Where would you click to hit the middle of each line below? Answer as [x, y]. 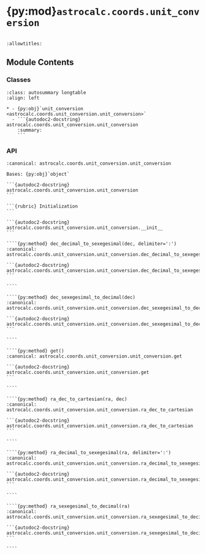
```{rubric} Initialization [42, 206]
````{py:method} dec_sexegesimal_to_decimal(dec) [71, 297]
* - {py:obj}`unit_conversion [45, 108]
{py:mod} [32, 11]
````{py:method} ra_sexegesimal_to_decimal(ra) [68, 506]
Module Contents [40, 62]
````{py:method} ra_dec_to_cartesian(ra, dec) [67, 399]
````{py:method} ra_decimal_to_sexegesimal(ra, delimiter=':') [89, 452]
